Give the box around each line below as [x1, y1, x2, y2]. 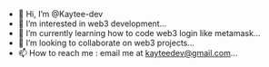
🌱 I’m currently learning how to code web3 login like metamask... [17, 28, 261, 38]
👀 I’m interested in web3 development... [17, 18, 167, 29]
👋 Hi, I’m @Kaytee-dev [17, 9, 104, 19]
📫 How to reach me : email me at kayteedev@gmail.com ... [17, 48, 238, 58]
